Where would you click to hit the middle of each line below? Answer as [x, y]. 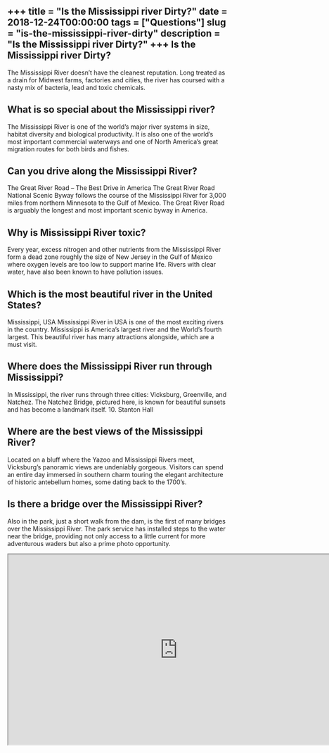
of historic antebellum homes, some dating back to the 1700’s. [97, 482]
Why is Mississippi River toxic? [77, 233]
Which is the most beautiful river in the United [110, 294]
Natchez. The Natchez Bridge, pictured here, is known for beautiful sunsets [117, 402]
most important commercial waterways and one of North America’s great [113, 141]
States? [25, 305]
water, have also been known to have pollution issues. [85, 272]
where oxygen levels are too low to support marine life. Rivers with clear [112, 265]
